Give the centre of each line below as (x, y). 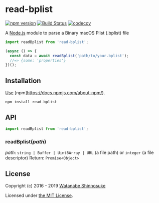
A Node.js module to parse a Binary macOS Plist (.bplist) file (67, 33)
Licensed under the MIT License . (39, 195)
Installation (23, 80)
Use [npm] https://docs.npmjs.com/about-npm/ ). (55, 93)
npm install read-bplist (31, 102)
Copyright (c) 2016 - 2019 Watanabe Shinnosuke (55, 185)
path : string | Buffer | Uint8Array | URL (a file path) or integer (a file (79, 153)
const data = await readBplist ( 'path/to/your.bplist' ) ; (69, 56)
